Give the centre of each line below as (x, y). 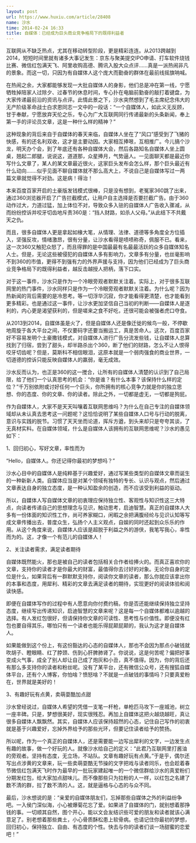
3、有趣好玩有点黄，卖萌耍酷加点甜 (49, 694)
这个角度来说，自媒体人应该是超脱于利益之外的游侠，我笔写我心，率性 (106, 530)
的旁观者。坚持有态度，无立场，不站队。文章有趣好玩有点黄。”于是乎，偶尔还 (98, 756)
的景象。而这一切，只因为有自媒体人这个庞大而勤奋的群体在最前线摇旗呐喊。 (98, 73)
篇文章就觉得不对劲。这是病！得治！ (50, 178)
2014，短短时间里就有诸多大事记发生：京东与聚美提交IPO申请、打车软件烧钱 (98, 58)
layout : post (22, 11)
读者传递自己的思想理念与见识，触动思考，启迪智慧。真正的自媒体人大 (106, 508)
